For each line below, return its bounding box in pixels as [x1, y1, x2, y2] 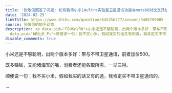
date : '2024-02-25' [5, 12, 47, 17]
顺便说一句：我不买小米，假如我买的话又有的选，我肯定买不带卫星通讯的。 [5, 72, 162, 79]
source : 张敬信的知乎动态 [5, 22, 55, 27]
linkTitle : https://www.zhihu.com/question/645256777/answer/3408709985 [5, 17, 164, 22]
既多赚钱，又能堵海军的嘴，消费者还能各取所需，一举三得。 [5, 62, 131, 68]
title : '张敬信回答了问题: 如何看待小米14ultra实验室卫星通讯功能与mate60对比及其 [5, 7, 165, 13]
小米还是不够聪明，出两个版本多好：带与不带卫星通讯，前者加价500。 [5, 51, 153, 57]
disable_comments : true [5, 36, 56, 42]
